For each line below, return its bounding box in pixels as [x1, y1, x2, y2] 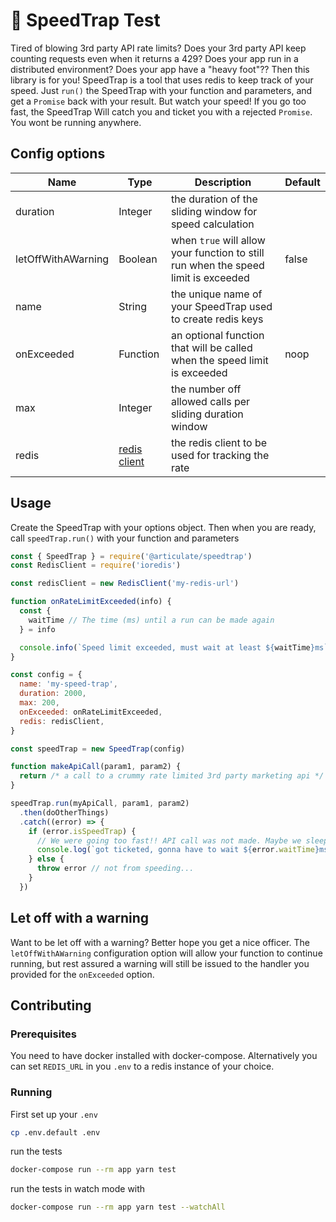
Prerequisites [10, 1027, 77, 1041]
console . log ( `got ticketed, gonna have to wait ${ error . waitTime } [36, 845, 320, 855]
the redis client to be [170, 435, 268, 449]
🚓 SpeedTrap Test [10, 9, 161, 32]
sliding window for [170, 204, 258, 218]
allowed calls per [170, 394, 251, 408]
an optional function [170, 328, 265, 342]
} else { [28, 854, 65, 864]
